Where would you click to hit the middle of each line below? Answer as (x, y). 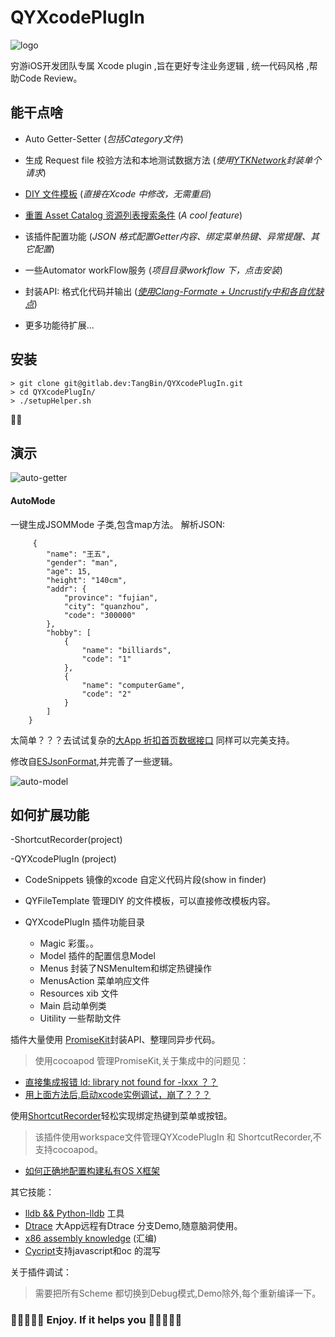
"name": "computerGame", (133, 685)
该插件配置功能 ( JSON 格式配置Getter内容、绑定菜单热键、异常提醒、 (167, 236)
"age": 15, (69, 571)
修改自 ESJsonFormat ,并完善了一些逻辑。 (94, 761)
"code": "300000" (100, 615)
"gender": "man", (82, 562)
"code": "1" (106, 659)
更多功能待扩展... (59, 325)
